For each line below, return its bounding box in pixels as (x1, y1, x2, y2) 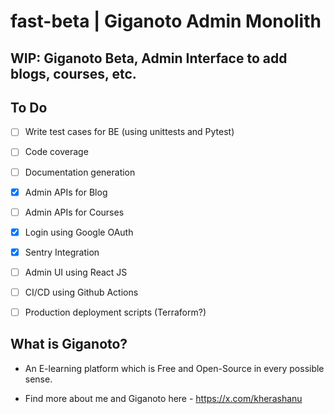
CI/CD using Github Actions (24, 286, 139, 298)
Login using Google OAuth (24, 226, 134, 238)
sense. (24, 373, 53, 385)
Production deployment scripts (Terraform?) (24, 306, 207, 318)
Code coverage (24, 146, 89, 158)
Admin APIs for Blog (24, 186, 108, 198)
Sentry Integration (24, 246, 100, 258)
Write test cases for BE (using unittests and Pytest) (24, 126, 235, 138)
